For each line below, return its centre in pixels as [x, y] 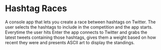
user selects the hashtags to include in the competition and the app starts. [79, 27]
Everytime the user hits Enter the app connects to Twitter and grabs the [76, 32]
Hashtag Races [36, 8]
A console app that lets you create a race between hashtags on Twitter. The [80, 22]
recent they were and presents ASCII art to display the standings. [70, 42]
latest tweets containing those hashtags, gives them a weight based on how [80, 37]
